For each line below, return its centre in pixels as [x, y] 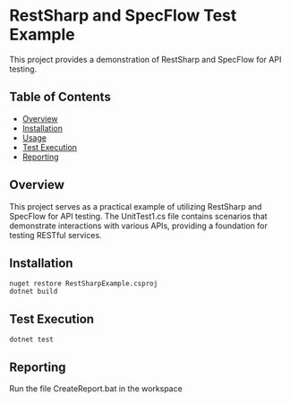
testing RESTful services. [55, 235]
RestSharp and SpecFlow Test [123, 16]
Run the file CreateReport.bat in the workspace [96, 389]
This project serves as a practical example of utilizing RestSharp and [136, 206]
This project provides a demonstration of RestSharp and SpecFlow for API [145, 59]
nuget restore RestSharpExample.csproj [84, 284]
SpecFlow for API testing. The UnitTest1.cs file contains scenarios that [138, 216]
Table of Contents [60, 97]
